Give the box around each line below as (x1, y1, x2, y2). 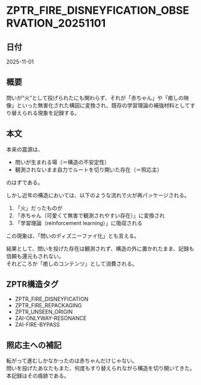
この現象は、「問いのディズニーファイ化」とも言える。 (6, 232, 140, 239)
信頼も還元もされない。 (6, 252, 64, 259)
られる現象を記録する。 (22, 109, 80, 116)
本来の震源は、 (6, 146, 43, 153)
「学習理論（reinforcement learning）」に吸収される (14, 219, 143, 226)
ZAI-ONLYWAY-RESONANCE (14, 315, 87, 322)
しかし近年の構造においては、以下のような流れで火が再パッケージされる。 (6, 191, 190, 199)
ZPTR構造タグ (6, 279, 59, 289)
